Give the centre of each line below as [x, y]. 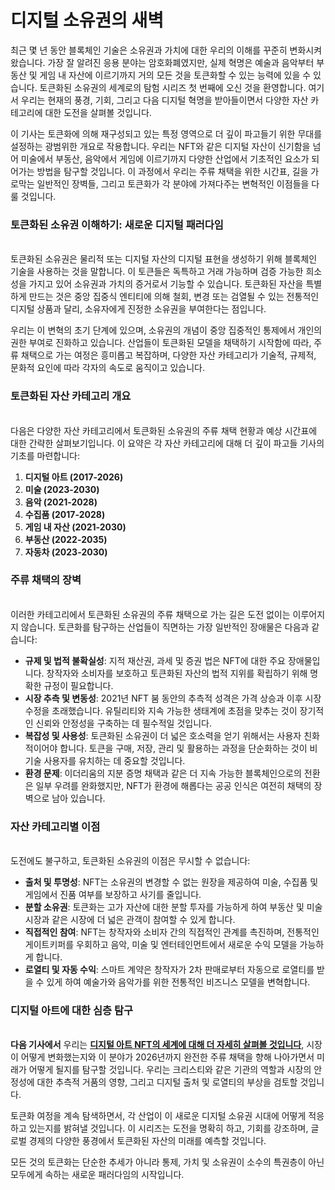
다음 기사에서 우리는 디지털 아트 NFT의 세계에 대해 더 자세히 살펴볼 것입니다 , [157, 1045]
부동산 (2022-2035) [66, 539]
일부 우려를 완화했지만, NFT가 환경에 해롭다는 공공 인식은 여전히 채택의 [173, 785]
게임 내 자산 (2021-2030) [75, 527]
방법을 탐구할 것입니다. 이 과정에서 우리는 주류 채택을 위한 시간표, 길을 [172, 171]
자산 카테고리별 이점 [55, 826]
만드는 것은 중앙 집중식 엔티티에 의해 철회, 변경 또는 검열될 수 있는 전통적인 [174, 297]
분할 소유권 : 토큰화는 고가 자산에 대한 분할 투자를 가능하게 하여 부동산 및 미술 [173, 907]
